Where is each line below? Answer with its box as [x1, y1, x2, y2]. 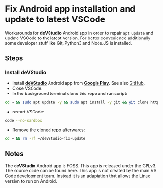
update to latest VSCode [5, 14, 106, 25]
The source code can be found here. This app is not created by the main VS [5, 168, 157, 174]
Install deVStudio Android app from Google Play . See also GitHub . [12, 80, 145, 86]
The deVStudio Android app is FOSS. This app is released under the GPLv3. [5, 163, 157, 169]
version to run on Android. [5, 178, 57, 184]
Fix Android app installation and [5, 3, 136, 15]
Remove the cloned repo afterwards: [12, 127, 85, 132]
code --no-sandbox [5, 118, 42, 123]
